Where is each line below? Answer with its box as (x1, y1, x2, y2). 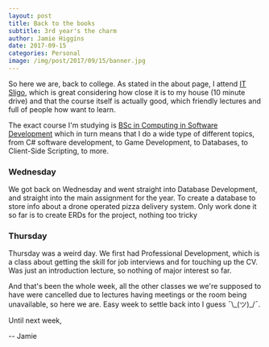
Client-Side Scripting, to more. (8, 146, 110, 156)
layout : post (8, 11, 52, 20)
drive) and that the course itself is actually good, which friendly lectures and (8, 96, 262, 106)
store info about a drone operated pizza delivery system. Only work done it (8, 202, 257, 211)
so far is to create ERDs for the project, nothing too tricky (8, 211, 198, 220)
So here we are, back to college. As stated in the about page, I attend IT (8, 78, 247, 89)
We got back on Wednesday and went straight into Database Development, (8, 185, 258, 194)
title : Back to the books (8, 19, 95, 27)
